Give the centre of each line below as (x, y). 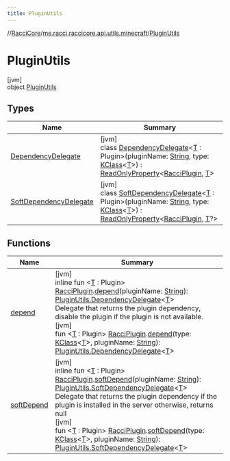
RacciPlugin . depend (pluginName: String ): (121, 291)
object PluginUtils (32, 87)
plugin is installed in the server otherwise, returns (134, 405)
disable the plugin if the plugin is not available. (129, 317)
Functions (29, 243)
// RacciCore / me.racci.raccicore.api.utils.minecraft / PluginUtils (93, 33)
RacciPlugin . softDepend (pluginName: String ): (128, 379)
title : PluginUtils (35, 13)
